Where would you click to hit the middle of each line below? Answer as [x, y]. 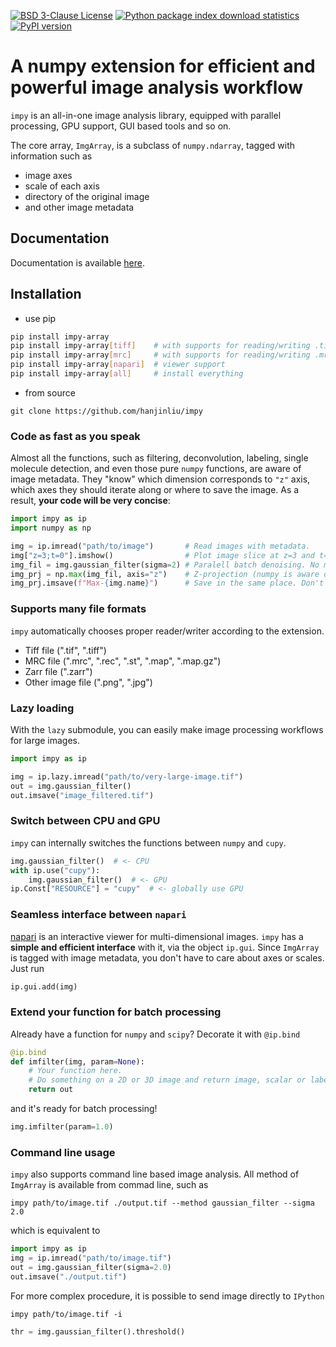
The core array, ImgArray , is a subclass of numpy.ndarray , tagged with [153, 145]
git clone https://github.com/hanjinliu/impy [106, 411]
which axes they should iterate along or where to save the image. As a [155, 490]
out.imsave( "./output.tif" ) [69, 1276]
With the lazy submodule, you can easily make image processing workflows [167, 729]
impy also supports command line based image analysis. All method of [155, 1174]
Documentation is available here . [77, 262]
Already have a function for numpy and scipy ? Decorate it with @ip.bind [155, 1034]
